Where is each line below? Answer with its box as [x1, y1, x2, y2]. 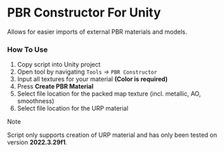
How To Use [7, 45, 48, 54]
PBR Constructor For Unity [7, 5, 161, 21]
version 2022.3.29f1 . [7, 138, 67, 146]
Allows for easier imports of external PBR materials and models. [7, 28, 188, 36]
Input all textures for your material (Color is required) [16, 75, 168, 83]
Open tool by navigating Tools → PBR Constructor [16, 67, 157, 76]
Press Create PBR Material [16, 83, 94, 91]
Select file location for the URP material [16, 105, 128, 113]
